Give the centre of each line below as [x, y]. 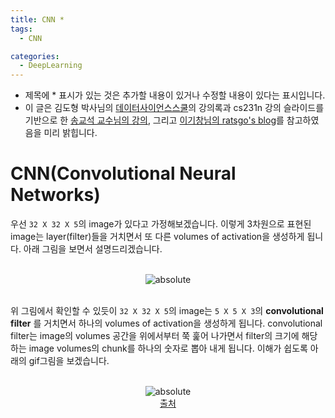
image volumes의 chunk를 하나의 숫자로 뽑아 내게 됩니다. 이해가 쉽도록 [168, 348]
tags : [21, 29]
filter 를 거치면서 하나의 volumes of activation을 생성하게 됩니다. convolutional [166, 323]
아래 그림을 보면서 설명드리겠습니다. [93, 249]
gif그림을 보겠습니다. [69, 361]
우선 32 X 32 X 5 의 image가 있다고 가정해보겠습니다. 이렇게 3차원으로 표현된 [161, 224]
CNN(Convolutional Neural [123, 173]
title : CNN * [37, 19]
